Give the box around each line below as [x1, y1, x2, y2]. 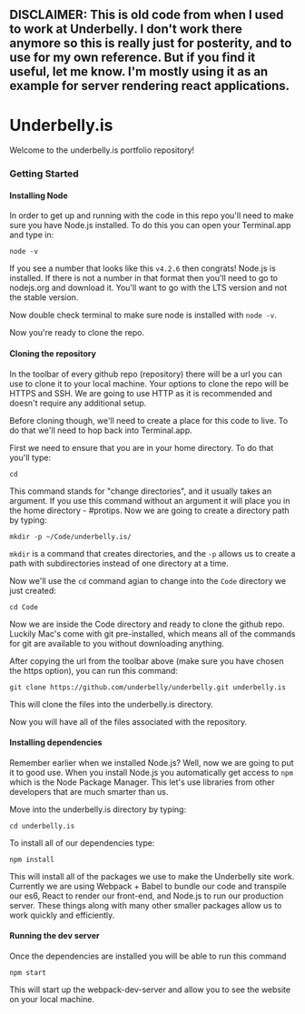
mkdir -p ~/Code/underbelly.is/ [9, 532, 132, 541]
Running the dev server [9, 930, 100, 941]
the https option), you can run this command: [9, 665, 179, 676]
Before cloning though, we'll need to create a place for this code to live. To [9, 415, 289, 426]
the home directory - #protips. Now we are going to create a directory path [9, 505, 290, 516]
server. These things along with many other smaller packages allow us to [9, 899, 282, 910]
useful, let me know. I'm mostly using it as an [9, 64, 269, 80]
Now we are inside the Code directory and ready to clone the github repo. [9, 618, 286, 629]
